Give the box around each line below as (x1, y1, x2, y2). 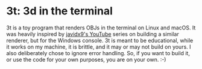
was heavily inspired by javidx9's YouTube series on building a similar (6, 30, 179, 37)
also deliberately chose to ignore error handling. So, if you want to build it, (6, 49, 190, 56)
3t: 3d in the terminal (6, 4, 113, 18)
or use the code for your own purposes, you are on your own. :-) (6, 56, 166, 63)
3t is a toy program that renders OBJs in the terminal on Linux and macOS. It (6, 24, 196, 31)
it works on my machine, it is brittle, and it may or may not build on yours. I (6, 43, 191, 50)
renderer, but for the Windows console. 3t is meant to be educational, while (6, 37, 194, 44)
